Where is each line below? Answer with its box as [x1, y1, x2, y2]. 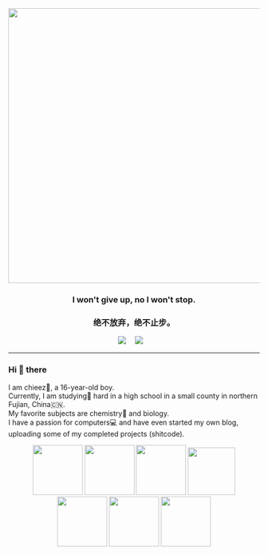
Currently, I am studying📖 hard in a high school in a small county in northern [8, 391, 258, 401]
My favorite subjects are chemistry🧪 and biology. [8, 408, 170, 418]
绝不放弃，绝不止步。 [93, 317, 175, 328]
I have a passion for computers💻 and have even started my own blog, [8, 417, 239, 427]
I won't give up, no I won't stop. [72, 293, 196, 305]
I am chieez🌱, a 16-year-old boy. [8, 382, 115, 392]
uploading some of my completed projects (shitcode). [8, 429, 185, 438]
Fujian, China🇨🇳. [8, 399, 65, 409]
